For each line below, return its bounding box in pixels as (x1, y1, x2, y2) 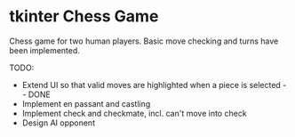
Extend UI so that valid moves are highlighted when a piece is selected (21, 79, 282, 90)
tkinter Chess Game (9, 6, 159, 27)
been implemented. (9, 44, 80, 55)
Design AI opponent (21, 117, 96, 128)
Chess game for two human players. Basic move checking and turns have (9, 36, 279, 46)
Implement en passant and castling (21, 98, 151, 109)
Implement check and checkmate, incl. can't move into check (21, 108, 247, 118)
